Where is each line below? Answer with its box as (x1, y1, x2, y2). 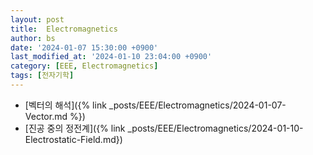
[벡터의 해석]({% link (24, 99, 107, 111)
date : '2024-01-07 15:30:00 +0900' (10, 42, 159, 53)
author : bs (10, 33, 56, 43)
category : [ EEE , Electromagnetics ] (10, 61, 159, 71)
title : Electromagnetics (10, 24, 118, 34)
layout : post (10, 14, 65, 25)
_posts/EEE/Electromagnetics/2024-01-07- (108, 99, 287, 111)
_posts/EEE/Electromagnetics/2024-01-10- (127, 122, 304, 134)
